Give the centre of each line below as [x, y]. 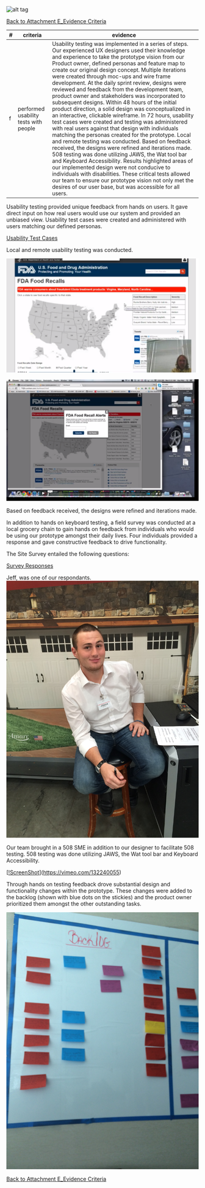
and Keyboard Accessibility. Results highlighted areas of [122, 161]
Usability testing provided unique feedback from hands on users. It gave [97, 207]
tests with [30, 122]
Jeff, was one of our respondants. [49, 577]
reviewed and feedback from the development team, [117, 89]
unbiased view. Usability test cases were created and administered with [96, 220]
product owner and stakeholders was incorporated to [119, 95]
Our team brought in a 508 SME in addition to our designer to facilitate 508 [100, 847]
